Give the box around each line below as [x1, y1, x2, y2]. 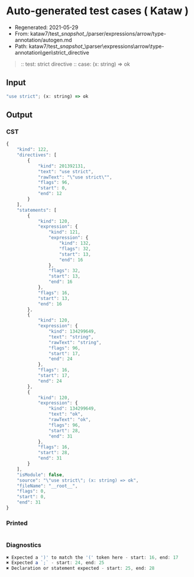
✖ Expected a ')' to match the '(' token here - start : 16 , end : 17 [6, 554, 179, 560]
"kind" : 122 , [17, 146, 49, 152]
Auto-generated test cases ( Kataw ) [6, 4, 189, 18]
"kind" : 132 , [59, 240, 92, 247]
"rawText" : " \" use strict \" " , [37, 174, 112, 180]
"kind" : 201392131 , [37, 163, 86, 169]
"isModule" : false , [17, 471, 65, 478]
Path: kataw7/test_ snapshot [14, 43, 83, 50]
